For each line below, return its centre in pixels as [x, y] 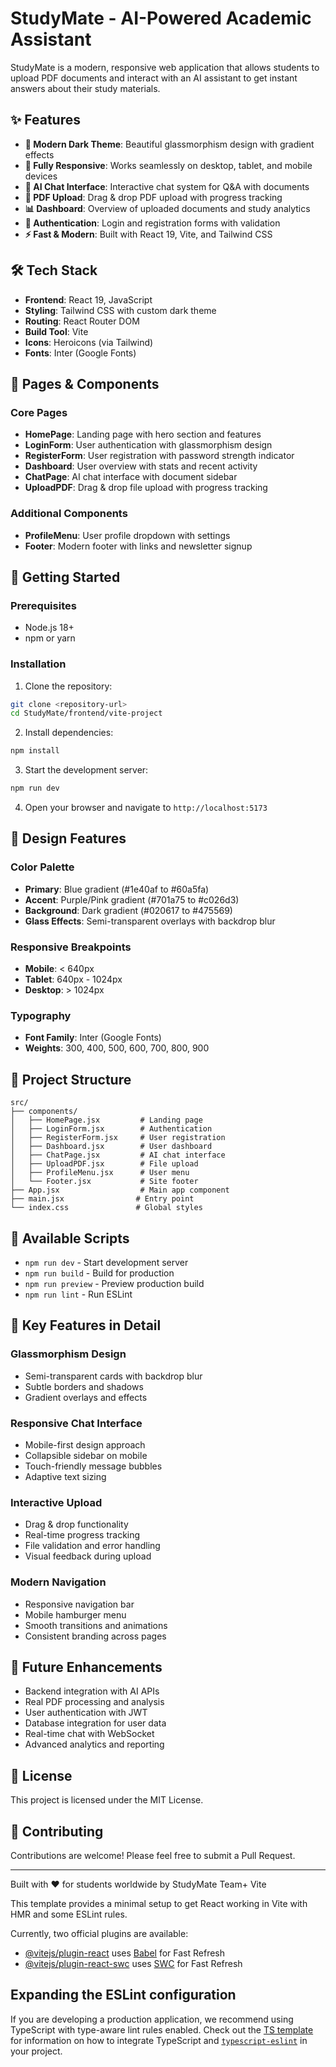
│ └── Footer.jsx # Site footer [104, 1182]
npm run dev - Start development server [106, 1262]
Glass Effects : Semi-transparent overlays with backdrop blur [150, 921]
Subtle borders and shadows [84, 1386]
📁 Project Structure [71, 1079]
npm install [35, 751]
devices [41, 176]
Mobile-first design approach [85, 1444]
